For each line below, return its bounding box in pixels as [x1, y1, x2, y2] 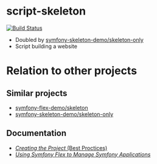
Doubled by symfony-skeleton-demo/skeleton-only [15, 36, 144, 43]
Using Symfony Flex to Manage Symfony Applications [15, 151, 151, 158]
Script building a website [15, 43, 78, 50]
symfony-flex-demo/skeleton [15, 104, 88, 111]
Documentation [6, 128, 67, 138]
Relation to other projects [6, 64, 138, 78]
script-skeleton [6, 4, 86, 18]
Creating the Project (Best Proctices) [15, 144, 108, 151]
